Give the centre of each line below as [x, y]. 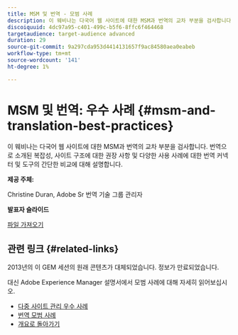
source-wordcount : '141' [44, 60]
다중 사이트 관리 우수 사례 [53, 307]
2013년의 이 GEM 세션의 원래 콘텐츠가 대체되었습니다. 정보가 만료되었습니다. [113, 268]
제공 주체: [21, 179]
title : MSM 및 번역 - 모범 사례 [50, 14]
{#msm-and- [177, 110]
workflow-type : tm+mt [39, 54]
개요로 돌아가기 [39, 324]
